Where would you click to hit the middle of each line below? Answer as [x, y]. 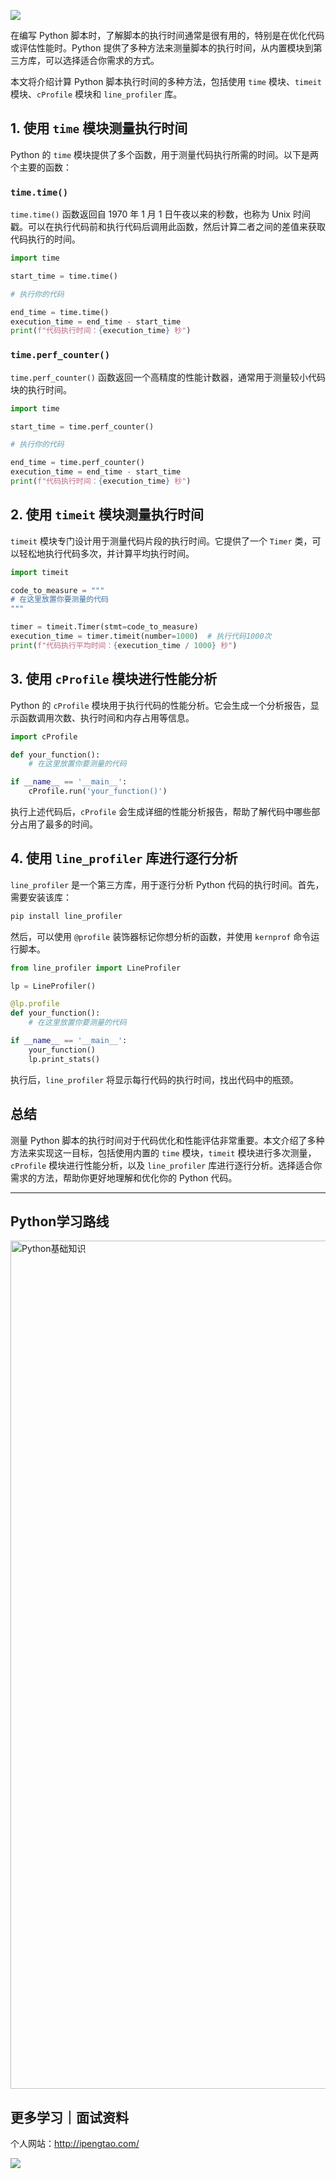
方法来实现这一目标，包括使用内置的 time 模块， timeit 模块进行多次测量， [163, 1152]
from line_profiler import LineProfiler [96, 968]
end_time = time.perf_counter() [77, 463]
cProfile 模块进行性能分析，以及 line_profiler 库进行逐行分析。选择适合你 [166, 1165]
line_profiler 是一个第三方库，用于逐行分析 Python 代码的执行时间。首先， [167, 884]
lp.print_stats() [64, 1059]
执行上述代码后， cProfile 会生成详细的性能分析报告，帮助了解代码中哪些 [161, 812]
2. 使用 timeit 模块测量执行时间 [107, 515]
